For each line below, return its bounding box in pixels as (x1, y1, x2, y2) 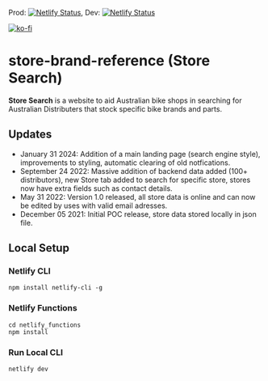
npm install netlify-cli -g (8, 284, 103, 292)
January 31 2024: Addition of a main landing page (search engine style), (19, 149, 261, 159)
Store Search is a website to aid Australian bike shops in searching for (8, 95, 242, 105)
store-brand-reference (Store (8, 52, 211, 70)
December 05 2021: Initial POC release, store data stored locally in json (19, 209, 257, 218)
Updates (8, 128, 52, 142)
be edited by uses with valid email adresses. (19, 201, 168, 210)
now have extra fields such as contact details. (19, 183, 173, 193)
